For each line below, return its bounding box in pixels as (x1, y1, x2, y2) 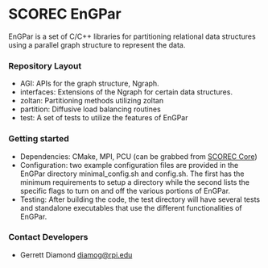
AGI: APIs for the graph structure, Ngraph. (19, 78, 159, 89)
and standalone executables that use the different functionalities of (19, 203, 243, 212)
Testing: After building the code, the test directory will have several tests (19, 195, 260, 204)
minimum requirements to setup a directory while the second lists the (19, 177, 250, 186)
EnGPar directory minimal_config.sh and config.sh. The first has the (19, 169, 245, 178)
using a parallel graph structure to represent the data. (8, 40, 186, 49)
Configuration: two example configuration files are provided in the (19, 160, 239, 170)
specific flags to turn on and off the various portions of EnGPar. (19, 186, 231, 195)
